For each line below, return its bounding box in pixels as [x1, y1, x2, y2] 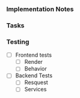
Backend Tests [15, 72, 53, 79]
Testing [6, 37, 29, 46]
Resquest [24, 79, 48, 86]
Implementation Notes [6, 5, 75, 13]
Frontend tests [15, 51, 52, 59]
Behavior [24, 65, 47, 72]
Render [24, 58, 43, 66]
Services [24, 86, 47, 93]
